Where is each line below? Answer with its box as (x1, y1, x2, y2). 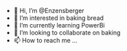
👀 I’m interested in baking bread (13, 14, 104, 22)
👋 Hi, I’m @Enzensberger (13, 7, 84, 14)
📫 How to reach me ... (13, 37, 78, 44)
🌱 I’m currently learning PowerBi (13, 21, 105, 29)
